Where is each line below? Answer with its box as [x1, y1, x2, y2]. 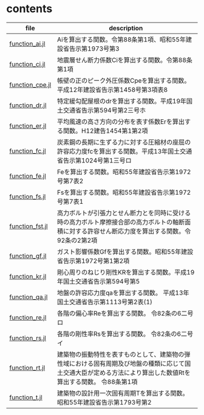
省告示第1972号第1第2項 [56, 256, 130, 265]
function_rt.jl [9, 363, 46, 372]
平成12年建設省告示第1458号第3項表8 [56, 85, 168, 94]
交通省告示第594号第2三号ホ [63, 106, 146, 114]
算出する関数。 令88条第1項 [56, 377, 138, 386]
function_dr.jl [9, 101, 47, 110]
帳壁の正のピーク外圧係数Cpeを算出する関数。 [56, 76, 191, 85]
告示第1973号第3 [69, 44, 120, 53]
